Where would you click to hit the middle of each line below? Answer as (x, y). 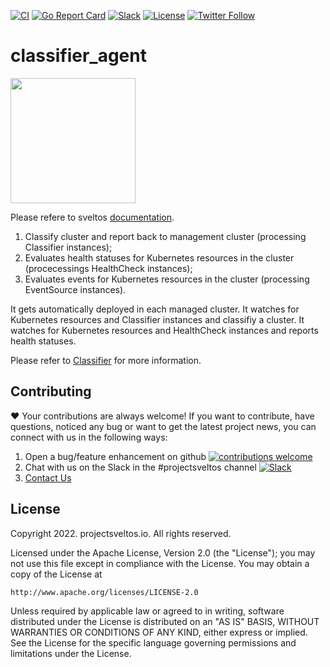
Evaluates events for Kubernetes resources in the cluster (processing (167, 279)
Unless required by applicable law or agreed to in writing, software (147, 611)
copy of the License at (56, 574)
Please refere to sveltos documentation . (92, 217)
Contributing (51, 391)
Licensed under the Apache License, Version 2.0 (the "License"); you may (163, 552)
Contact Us (48, 477)
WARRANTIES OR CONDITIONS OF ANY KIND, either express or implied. (159, 632)
